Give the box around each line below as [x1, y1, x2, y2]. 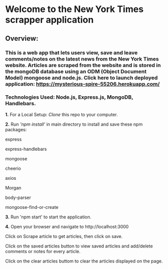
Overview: [5, 34, 39, 43]
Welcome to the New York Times [5, 4, 144, 15]
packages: [5, 126, 27, 132]
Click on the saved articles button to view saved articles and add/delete [5, 243, 153, 249]
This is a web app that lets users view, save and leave [5, 49, 138, 56]
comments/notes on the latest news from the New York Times [5, 55, 159, 62]
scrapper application [5, 14, 94, 26]
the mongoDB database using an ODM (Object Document [5, 68, 147, 75]
